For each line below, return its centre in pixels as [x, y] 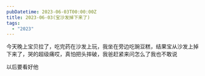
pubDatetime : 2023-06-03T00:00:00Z [52, 12]
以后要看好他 [22, 67]
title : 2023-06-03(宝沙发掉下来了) [48, 17]
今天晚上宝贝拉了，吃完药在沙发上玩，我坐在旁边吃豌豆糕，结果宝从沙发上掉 [103, 46]
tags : [13, 23]
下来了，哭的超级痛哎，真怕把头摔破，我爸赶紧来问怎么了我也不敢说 [92, 54]
